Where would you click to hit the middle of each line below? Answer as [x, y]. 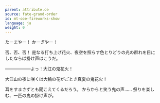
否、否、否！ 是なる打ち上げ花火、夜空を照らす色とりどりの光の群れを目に [80, 52]
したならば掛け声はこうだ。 [33, 58]
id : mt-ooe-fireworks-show [32, 18]
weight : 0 [15, 28]
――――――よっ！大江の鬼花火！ [39, 69]
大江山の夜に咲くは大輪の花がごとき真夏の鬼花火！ [56, 79]
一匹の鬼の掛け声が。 [35, 96]
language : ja [18, 23]
